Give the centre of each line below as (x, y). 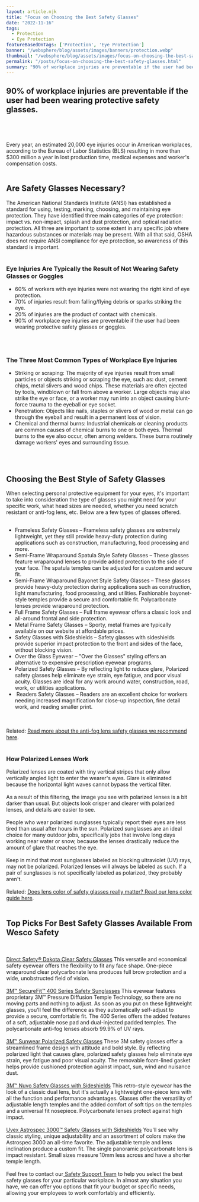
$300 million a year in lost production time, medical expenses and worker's (98, 157)
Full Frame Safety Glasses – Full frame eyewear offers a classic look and (103, 612)
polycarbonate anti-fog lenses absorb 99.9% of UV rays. (76, 1029)
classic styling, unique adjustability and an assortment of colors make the (96, 1136)
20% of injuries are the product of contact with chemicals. (86, 314)
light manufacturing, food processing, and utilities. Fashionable (92, 593)
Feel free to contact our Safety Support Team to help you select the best (94, 1174)
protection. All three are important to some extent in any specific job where (97, 228)
